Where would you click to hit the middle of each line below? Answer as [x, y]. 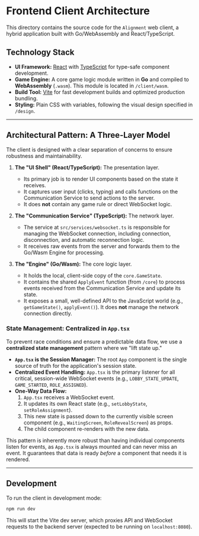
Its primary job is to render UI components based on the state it [101, 179]
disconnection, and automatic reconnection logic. [84, 239]
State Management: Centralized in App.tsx [68, 329]
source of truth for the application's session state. [76, 365]
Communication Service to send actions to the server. [89, 198]
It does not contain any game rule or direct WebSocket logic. [98, 204]
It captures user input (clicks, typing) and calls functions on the [101, 191]
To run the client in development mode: [54, 498]
